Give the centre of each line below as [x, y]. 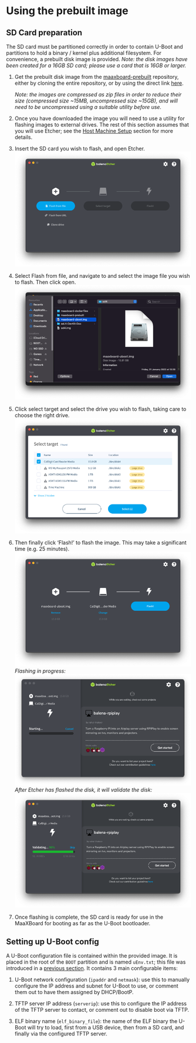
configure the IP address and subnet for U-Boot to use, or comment [97, 986]
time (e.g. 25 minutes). [42, 549]
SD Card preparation [44, 33]
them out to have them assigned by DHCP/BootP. [74, 992]
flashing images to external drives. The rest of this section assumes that [102, 124]
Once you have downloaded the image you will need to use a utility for [99, 118]
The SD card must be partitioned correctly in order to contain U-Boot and [94, 46]
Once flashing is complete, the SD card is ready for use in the [89, 917]
